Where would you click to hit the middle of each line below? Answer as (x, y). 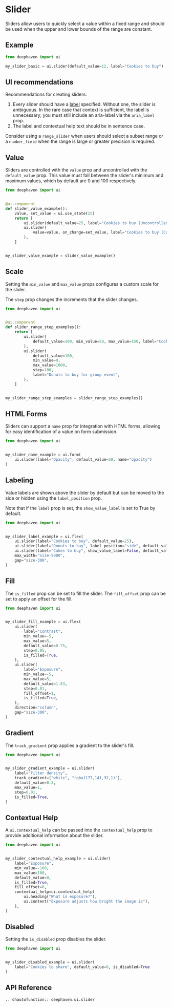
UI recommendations (39, 82)
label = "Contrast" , (43, 631)
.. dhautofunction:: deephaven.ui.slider (50, 999)
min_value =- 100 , (32, 868)
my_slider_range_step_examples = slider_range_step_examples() (74, 398)
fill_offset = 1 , (40, 693)
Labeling (19, 480)
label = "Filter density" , (41, 773)
